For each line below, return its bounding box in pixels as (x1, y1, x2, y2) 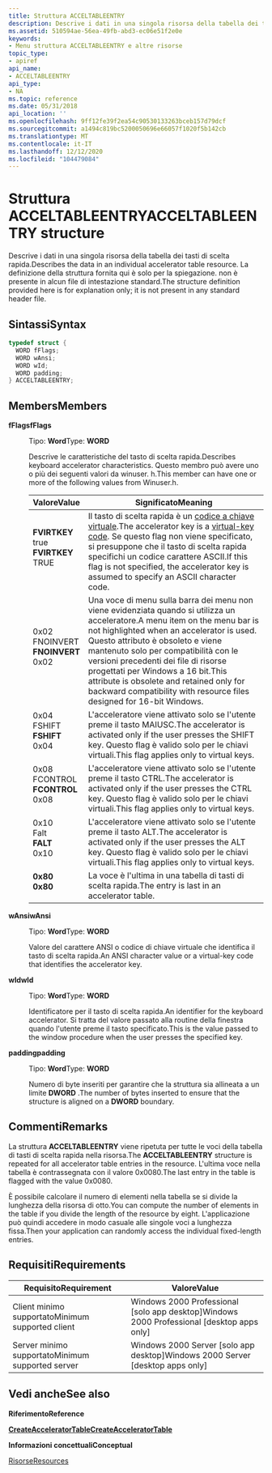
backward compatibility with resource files (87, 686, 249, 697)
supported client (12, 1321, 75, 1332)
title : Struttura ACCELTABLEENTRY (8, 11, 125, 20)
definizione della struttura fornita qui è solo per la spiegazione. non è (8, 268, 238, 278)
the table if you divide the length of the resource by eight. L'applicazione (8, 1208, 250, 1219)
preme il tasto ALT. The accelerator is (87, 827, 228, 838)
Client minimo (12, 1301, 65, 1312)
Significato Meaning (134, 497, 213, 509)
